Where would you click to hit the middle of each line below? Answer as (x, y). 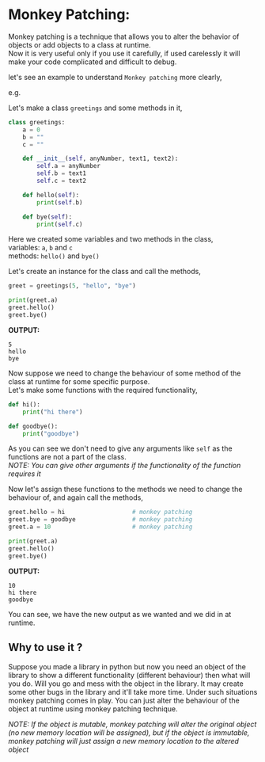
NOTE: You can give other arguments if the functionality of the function (125, 466)
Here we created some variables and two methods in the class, (111, 239)
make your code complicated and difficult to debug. (93, 62)
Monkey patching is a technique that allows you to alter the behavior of (124, 36)
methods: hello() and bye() (54, 256)
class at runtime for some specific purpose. (79, 381)
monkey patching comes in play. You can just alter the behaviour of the (124, 700)
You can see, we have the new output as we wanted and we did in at (120, 614)
